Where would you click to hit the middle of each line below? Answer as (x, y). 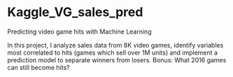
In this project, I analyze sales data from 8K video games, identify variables (115, 45)
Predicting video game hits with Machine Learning (79, 31)
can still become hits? (38, 67)
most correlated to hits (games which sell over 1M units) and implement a (113, 52)
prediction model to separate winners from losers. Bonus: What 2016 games (117, 59)
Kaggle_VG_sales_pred (75, 12)
